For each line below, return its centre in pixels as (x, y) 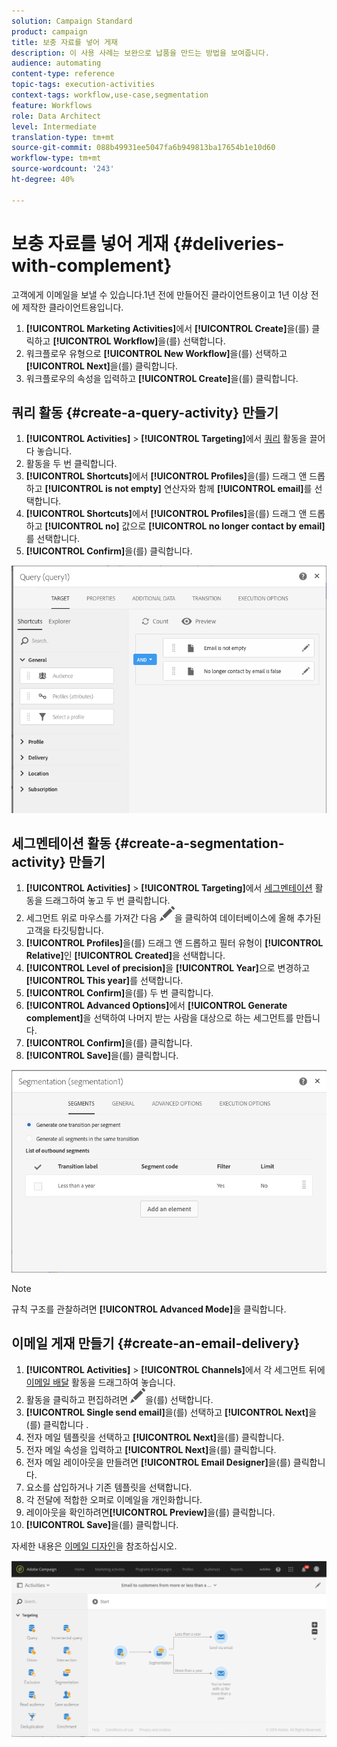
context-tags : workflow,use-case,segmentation (110, 95)
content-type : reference (63, 74)
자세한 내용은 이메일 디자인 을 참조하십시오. (94, 1546)
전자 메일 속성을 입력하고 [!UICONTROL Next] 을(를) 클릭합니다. (151, 1449)
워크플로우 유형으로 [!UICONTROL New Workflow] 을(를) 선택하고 (156, 353)
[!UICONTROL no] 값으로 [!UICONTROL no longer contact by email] (185, 526)
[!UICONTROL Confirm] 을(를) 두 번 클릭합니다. (119, 993)
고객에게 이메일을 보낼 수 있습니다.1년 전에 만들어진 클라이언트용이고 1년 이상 (160, 294)
